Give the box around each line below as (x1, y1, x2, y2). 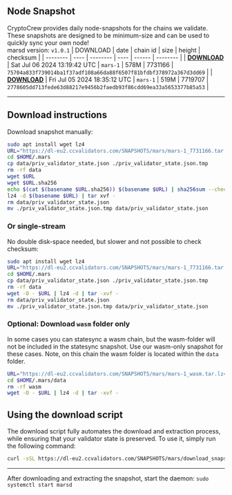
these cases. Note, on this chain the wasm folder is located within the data (7, 349, 219, 358)
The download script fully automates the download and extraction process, (7, 427, 221, 436)
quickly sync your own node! (7, 38, 90, 47)
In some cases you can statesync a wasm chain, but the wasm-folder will (7, 335, 215, 343)
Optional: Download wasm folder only (7, 319, 130, 329)
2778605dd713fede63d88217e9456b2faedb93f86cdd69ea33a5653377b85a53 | (7, 82, 209, 91)
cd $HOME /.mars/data (7, 377, 67, 384)
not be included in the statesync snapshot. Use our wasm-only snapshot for (7, 342, 223, 351)
